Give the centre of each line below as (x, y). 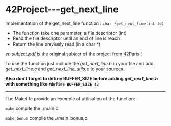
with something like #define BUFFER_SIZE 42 (52, 84)
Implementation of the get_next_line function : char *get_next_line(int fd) (85, 23)
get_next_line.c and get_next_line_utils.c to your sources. (65, 69)
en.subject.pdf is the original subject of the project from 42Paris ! (74, 54)
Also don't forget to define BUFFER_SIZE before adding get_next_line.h (82, 78)
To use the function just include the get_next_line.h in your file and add (79, 63)
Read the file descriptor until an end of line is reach (66, 38)
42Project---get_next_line (62, 9)
